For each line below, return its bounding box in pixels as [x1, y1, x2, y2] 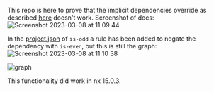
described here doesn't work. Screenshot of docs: [7, 13, 154, 22]
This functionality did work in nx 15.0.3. [7, 77, 122, 85]
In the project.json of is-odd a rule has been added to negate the [7, 34, 196, 43]
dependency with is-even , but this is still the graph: [7, 42, 157, 50]
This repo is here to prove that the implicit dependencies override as [7, 6, 207, 14]
